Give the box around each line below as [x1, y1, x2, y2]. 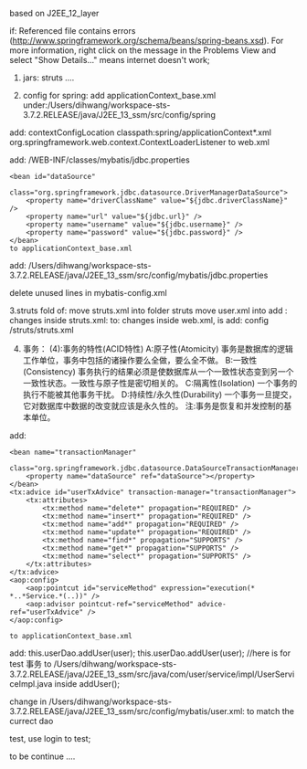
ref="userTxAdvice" [9, 607, 84, 616]
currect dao [9, 716, 54, 726]
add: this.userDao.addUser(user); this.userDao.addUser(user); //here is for [9, 648, 291, 658]
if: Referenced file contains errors [9, 26, 136, 36]
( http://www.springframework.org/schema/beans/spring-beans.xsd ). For [9, 36, 284, 46]
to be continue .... [9, 751, 76, 762]
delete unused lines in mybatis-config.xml [9, 288, 167, 298]
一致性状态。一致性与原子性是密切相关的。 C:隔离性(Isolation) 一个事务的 [22, 378, 298, 388]
